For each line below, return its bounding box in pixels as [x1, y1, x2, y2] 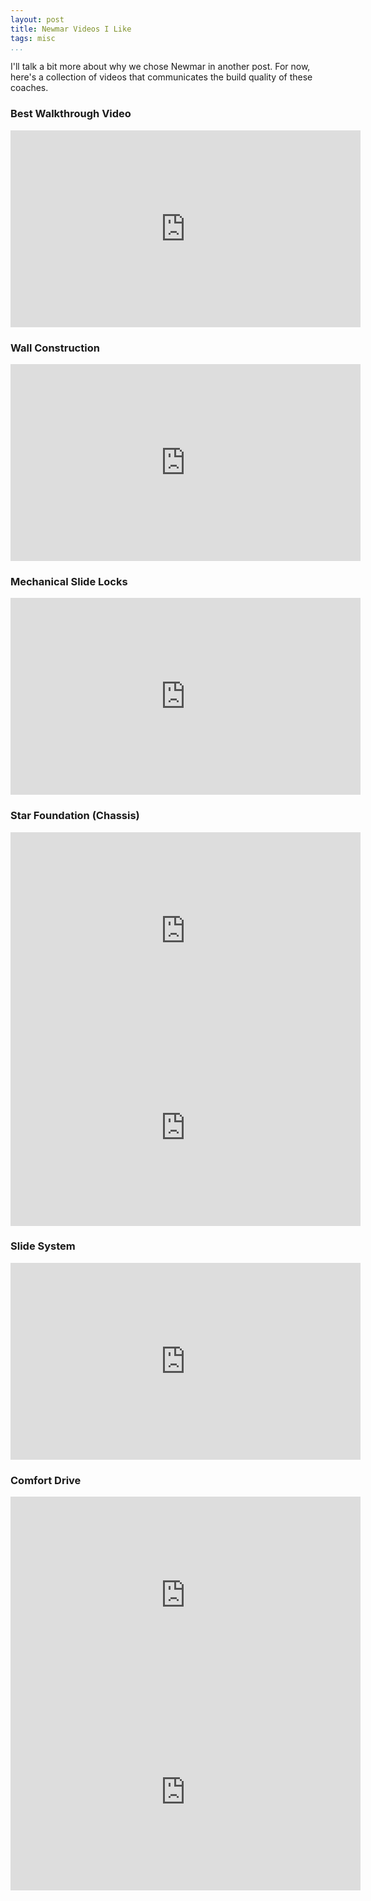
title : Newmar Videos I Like [10, 24, 132, 34]
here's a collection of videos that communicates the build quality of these [10, 71, 313, 83]
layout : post [10, 14, 65, 25]
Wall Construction [10, 341, 100, 355]
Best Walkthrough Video [10, 107, 132, 121]
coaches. [10, 82, 49, 94]
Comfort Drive [10, 1473, 82, 1487]
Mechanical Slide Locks [10, 574, 128, 588]
